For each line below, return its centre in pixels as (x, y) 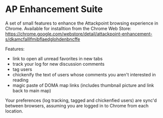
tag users (22, 69)
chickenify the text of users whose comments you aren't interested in (84, 74)
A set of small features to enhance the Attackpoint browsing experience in (82, 23)
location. (14, 111)
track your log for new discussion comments (58, 64)
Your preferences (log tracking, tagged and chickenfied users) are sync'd (81, 100)
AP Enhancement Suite (54, 9)
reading (20, 80)
